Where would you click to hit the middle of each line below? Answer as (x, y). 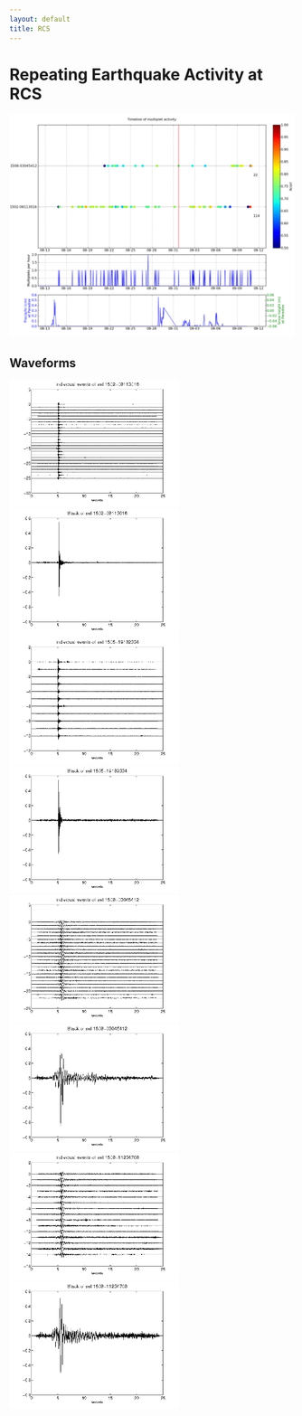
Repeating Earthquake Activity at (137, 75)
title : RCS (30, 28)
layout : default (40, 19)
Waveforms (43, 363)
